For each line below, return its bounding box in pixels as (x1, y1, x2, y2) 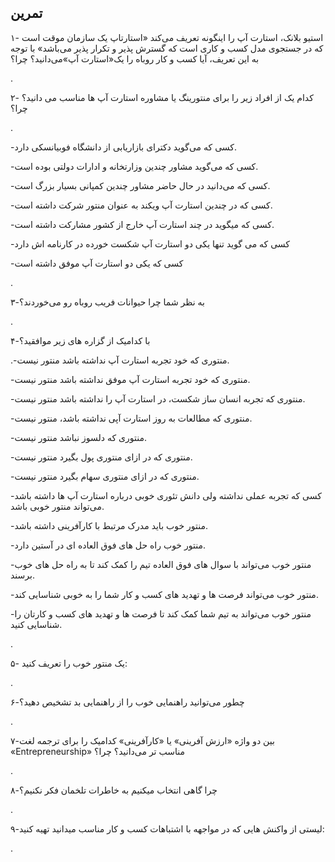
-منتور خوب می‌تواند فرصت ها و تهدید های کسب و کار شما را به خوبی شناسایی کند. (10, 588, 319, 600)
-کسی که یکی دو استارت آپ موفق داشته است (10, 257, 184, 269)
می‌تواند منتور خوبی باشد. (10, 500, 105, 512)
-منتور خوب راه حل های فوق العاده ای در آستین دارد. (10, 539, 206, 551)
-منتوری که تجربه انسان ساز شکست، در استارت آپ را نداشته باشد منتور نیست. (10, 392, 306, 405)
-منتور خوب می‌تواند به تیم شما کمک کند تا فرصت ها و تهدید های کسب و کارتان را (10, 607, 312, 620)
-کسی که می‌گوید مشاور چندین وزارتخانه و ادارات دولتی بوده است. (10, 160, 259, 172)
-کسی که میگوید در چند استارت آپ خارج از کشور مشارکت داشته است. (10, 218, 275, 230)
